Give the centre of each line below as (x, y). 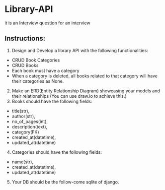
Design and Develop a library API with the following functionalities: (80, 50)
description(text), (30, 127)
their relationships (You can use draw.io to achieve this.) (69, 96)
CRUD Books (25, 65)
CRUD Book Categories (36, 60)
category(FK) (25, 132)
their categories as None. (38, 81)
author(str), (23, 116)
